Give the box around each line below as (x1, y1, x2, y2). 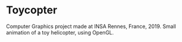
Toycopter (6, 3, 58, 17)
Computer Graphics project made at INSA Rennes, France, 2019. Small (6, 23, 176, 30)
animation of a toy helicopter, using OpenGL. (6, 29, 114, 36)
